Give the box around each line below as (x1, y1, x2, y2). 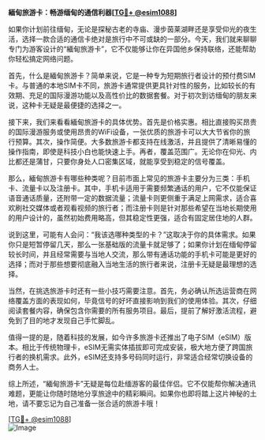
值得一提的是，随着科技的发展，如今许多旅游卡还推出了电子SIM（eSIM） (8, 333, 244, 342)
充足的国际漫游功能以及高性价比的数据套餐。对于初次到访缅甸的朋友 (28, 91, 250, 100)
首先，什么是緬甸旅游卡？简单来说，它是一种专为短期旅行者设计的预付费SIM (8, 71, 256, 80)
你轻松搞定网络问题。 (8, 55, 77, 63)
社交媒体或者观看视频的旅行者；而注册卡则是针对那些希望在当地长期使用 (21, 203, 257, 212)
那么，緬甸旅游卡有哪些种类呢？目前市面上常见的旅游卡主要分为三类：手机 (8, 174, 250, 182)
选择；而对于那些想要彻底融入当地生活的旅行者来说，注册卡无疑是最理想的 (8, 260, 250, 269)
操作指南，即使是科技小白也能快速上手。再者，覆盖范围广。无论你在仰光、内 (8, 147, 257, 156)
